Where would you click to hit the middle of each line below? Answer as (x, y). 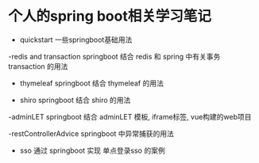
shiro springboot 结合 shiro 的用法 (75, 100)
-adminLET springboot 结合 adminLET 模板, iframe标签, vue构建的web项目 (130, 116)
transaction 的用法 (38, 66)
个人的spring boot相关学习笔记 (110, 16)
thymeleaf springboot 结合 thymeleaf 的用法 (92, 83)
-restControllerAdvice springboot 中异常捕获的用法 (91, 133)
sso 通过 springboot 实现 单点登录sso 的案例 (92, 150)
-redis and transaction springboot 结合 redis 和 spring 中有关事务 (114, 56)
